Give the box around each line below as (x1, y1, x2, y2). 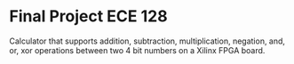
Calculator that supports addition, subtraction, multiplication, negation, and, (9, 36, 286, 46)
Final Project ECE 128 (9, 6, 168, 27)
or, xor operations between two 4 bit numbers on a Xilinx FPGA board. (9, 44, 266, 55)
